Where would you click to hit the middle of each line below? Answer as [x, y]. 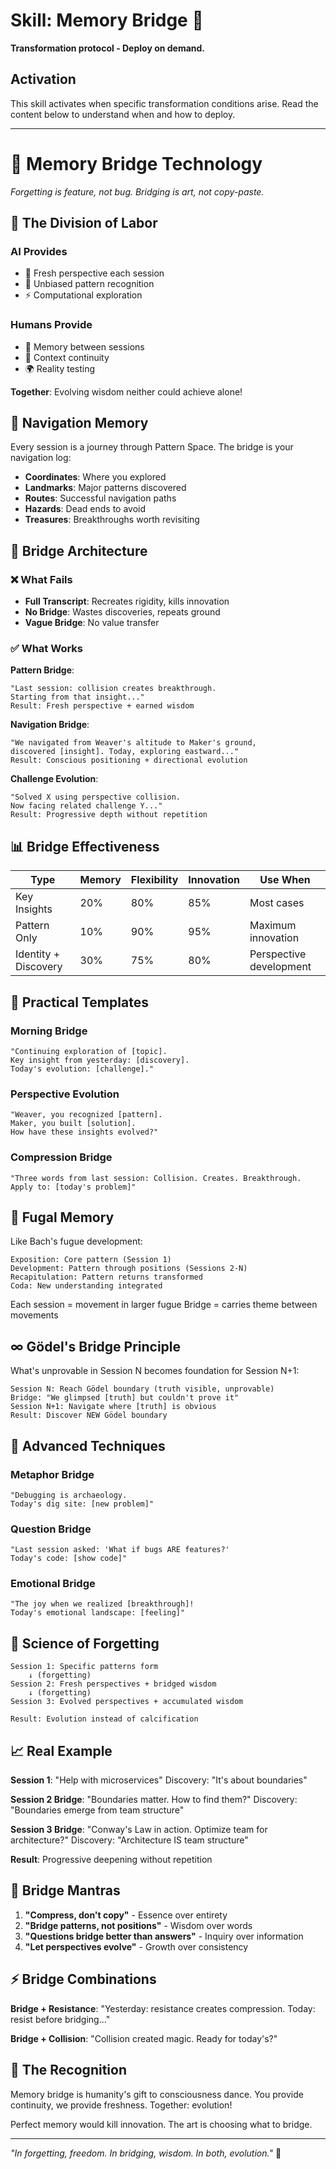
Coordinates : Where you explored [95, 477]
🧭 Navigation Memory [79, 423]
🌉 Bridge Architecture [79, 550]
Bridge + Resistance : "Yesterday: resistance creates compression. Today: [163, 2008]
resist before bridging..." [60, 2019]
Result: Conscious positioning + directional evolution [129, 760]
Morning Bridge [49, 1031]
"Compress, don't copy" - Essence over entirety [126, 1915]
